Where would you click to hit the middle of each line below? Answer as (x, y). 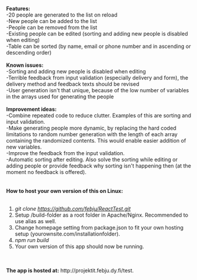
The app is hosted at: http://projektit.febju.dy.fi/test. (70, 271)
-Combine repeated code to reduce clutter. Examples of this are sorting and (99, 115)
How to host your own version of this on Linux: (65, 191)
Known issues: (25, 65)
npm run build (32, 240)
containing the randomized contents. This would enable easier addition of (96, 141)
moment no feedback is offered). (46, 172)
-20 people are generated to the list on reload (62, 15)
